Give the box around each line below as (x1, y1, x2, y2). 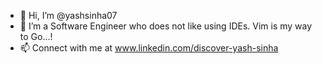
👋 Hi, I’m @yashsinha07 (19, 10, 118, 21)
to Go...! (19, 31, 53, 42)
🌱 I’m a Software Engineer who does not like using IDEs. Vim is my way (19, 20, 313, 32)
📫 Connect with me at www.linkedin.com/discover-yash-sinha (19, 42, 279, 54)
